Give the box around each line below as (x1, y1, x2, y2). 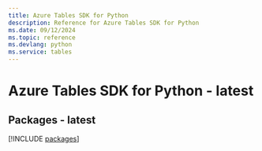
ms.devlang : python (8, 41, 73, 49)
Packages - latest (8, 113, 96, 127)
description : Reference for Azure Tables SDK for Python (8, 19, 200, 27)
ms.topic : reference (8, 33, 77, 42)
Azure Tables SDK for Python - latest (8, 82, 254, 100)
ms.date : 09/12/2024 (8, 26, 77, 34)
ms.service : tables (8, 48, 73, 56)
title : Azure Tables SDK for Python (8, 11, 129, 20)
